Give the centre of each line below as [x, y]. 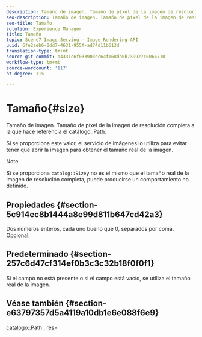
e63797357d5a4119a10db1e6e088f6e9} [83, 313]
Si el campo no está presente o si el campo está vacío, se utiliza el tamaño [98, 278]
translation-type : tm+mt [37, 51]
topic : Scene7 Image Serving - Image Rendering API [72, 40]
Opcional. [18, 235]
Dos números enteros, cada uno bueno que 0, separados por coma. [90, 229]
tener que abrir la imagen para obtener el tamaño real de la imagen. [90, 150]
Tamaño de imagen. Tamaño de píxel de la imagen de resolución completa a [100, 125]
